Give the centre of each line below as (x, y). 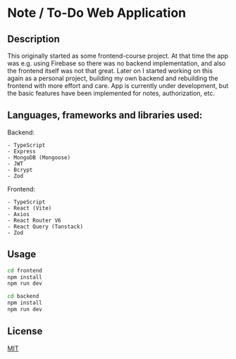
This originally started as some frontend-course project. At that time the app (118, 56)
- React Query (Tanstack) (45, 227)
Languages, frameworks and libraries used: (105, 115)
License (25, 331)
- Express (22, 151)
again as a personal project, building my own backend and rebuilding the (113, 78)
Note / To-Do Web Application (97, 13)
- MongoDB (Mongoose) (39, 157)
